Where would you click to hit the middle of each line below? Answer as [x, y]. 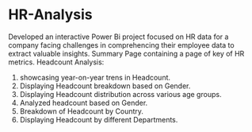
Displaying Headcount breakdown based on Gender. [105, 86]
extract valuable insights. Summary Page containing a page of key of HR [126, 53]
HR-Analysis [50, 15]
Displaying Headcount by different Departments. [99, 119]
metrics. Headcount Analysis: [56, 62]
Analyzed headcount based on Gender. [84, 103]
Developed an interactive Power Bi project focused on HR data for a [118, 37]
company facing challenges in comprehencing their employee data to [122, 45]
